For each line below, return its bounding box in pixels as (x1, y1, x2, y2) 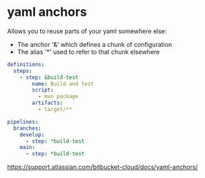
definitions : (7, 61, 45, 68)
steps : (13, 67, 32, 75)
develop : (19, 131, 45, 138)
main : (19, 144, 36, 151)
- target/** (37, 106, 72, 113)
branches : (13, 125, 41, 132)
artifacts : (32, 99, 64, 107)
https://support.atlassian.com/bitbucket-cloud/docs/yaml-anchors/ (7, 163, 198, 171)
